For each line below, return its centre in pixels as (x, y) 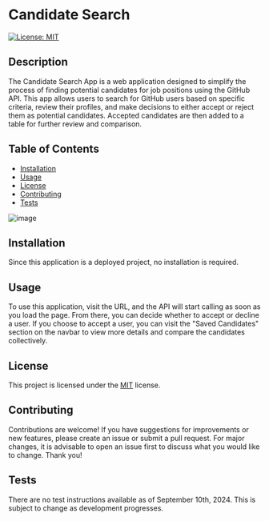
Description (38, 62)
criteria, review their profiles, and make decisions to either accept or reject (131, 106)
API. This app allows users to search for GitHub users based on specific (127, 98)
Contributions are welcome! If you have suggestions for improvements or (129, 429)
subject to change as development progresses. (86, 508)
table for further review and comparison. (75, 124)
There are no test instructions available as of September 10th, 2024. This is (132, 499)
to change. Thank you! (45, 455)
